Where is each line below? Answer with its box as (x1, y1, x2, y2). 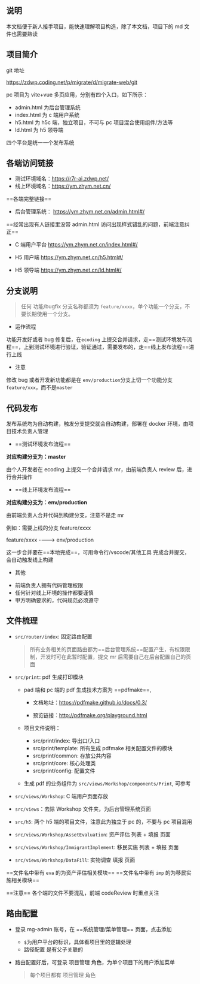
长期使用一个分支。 (26, 311, 73, 318)
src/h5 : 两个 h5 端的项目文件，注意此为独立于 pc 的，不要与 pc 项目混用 (14, 818, 193, 825)
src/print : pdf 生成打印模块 (14, 673, 84, 681)
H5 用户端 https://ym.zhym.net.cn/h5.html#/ (14, 254, 124, 261)
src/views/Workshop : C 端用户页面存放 (14, 792, 109, 799)
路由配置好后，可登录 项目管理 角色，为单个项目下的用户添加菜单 (14, 958, 175, 965)
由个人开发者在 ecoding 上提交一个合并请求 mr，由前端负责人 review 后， (6, 466, 187, 473)
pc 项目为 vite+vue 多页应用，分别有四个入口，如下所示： (6, 91, 148, 98)
